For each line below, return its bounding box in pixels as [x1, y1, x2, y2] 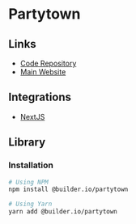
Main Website [19, 67, 66, 77]
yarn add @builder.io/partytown [8, 208, 117, 216]
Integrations [8, 91, 71, 104]
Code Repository [19, 58, 77, 68]
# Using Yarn [8, 200, 53, 209]
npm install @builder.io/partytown [8, 185, 129, 194]
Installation [8, 159, 54, 171]
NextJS [19, 112, 45, 121]
